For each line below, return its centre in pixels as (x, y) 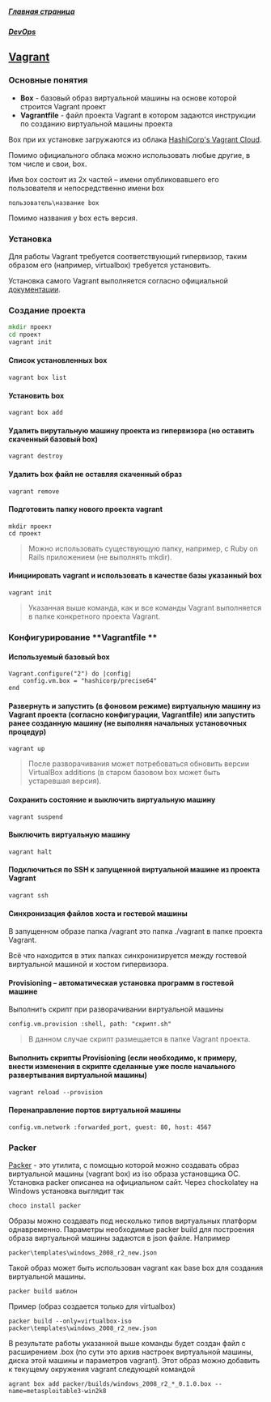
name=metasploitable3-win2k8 (57, 1391)
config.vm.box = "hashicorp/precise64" (90, 681)
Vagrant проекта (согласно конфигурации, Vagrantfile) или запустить (132, 714)
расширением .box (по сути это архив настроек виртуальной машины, (131, 1352)
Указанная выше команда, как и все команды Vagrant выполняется (145, 608)
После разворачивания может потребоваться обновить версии (139, 764)
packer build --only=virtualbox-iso (70, 1321)
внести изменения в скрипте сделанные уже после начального (122, 1067)
